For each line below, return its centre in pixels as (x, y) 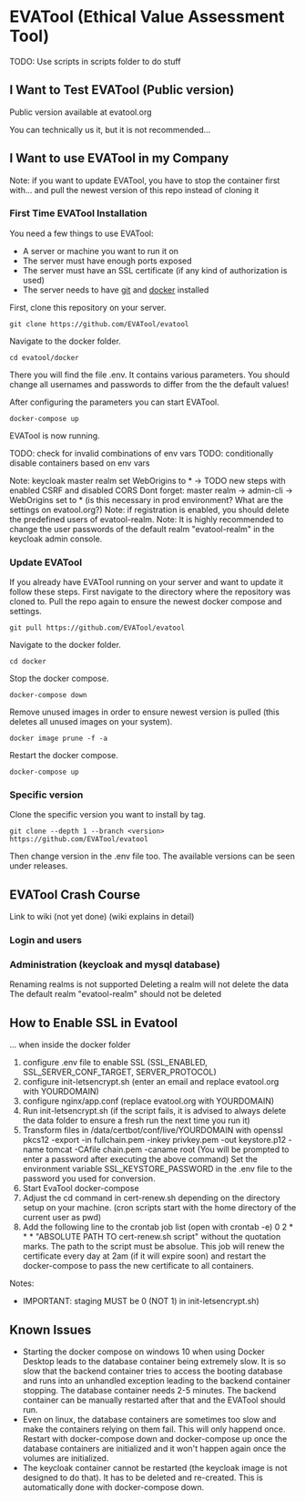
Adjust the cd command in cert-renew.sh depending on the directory (151, 1198)
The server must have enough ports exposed (107, 261)
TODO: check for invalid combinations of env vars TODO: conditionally (142, 453)
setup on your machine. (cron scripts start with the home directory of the (159, 1208)
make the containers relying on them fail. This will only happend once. (154, 1429)
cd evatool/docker (44, 357)
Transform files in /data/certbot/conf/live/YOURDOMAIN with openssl (153, 1130)
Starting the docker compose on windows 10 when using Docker (144, 1352)
